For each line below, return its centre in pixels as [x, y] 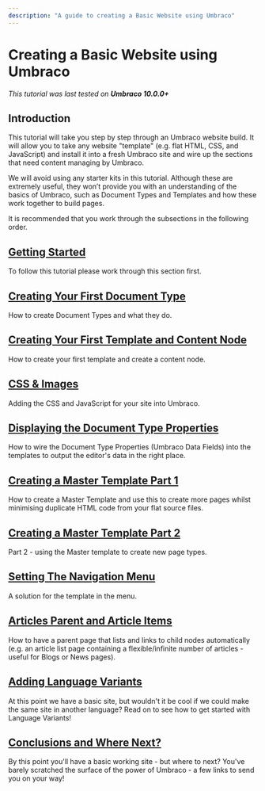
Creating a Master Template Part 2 [94, 533]
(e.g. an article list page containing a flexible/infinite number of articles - [126, 648]
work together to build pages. [57, 204]
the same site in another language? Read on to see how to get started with [129, 709]
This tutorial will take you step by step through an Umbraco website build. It [131, 138]
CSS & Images [44, 384]
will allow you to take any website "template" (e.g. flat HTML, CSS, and [123, 146]
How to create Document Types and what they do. [90, 315]
